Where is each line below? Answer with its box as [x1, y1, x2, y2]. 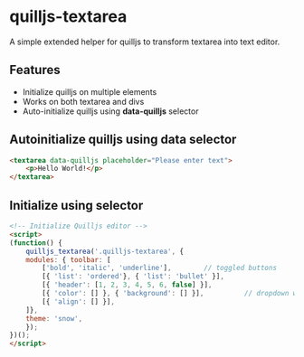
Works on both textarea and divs [22, 96, 145, 107]
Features [9, 62, 61, 78]
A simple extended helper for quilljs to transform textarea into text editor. [9, 36, 280, 47]
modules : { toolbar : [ [25, 255, 111, 264]
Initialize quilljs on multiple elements [22, 86, 157, 97]
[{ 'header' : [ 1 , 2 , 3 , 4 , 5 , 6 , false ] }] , [42, 280, 213, 290]
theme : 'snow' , [25, 314, 83, 323]
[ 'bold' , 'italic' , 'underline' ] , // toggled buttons [42, 264, 278, 273]
